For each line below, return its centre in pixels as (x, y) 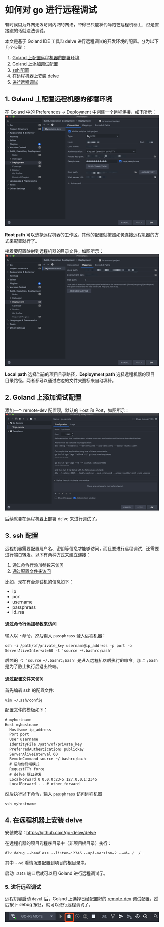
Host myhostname (21, 725)
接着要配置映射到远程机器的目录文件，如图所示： (54, 251)
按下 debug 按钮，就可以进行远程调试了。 (51, 905)
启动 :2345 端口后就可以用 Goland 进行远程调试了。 (57, 873)
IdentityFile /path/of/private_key (46, 744)
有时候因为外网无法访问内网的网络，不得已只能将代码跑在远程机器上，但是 (80, 24)
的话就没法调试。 (31, 30)
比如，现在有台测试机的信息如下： (39, 582)
